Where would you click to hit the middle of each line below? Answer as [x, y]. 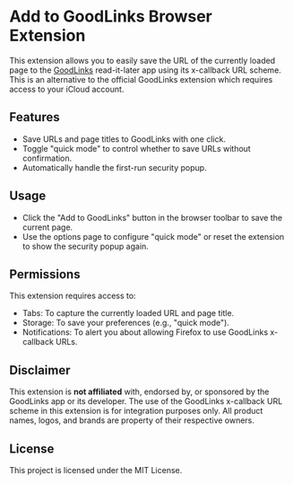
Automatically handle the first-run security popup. [115, 167]
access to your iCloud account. [67, 89]
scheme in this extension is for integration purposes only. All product [136, 411]
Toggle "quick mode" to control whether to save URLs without [136, 148]
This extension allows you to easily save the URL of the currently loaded [142, 60]
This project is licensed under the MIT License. [96, 470]
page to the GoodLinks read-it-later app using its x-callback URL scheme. [146, 70]
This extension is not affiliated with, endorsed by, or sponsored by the [139, 392]
